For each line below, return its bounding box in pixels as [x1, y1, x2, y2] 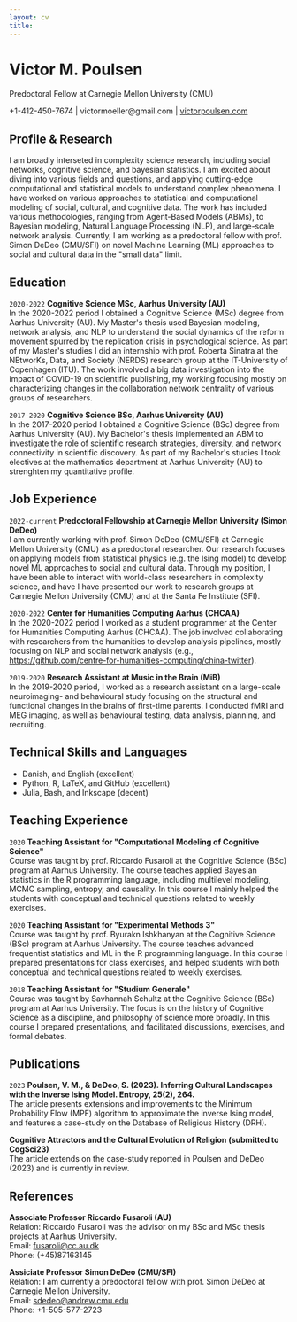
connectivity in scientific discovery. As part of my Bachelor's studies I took [9, 447, 281, 458]
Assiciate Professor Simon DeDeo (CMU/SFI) [9, 1267, 177, 1278]
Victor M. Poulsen [9, 59, 143, 80]
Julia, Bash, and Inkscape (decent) [21, 787, 148, 797]
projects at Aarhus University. [9, 1231, 118, 1241]
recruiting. [9, 719, 47, 729]
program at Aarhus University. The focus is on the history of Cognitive [9, 1002, 264, 1013]
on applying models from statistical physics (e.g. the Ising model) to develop [9, 553, 287, 564]
